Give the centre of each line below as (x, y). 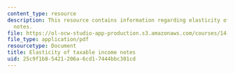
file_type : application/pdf (48, 40)
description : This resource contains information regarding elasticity (114, 20)
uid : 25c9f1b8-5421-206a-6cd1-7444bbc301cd (72, 59)
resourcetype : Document (42, 46)
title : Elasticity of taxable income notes (72, 53)
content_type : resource (42, 14)
